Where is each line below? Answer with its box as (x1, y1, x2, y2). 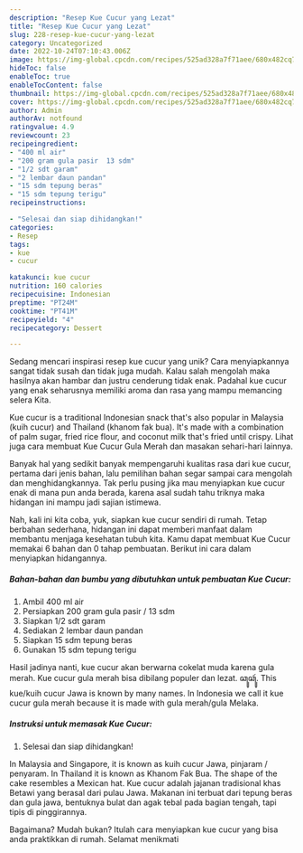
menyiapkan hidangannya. (9, 553, 107, 564)
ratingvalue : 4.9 (9, 123, 75, 132)
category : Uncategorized (9, 38, 103, 48)
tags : (9, 240, 30, 249)
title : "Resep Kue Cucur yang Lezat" (9, 22, 151, 31)
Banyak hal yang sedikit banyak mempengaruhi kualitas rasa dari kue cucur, (9, 459, 291, 469)
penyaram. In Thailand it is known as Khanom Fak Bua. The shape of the (9, 768, 278, 779)
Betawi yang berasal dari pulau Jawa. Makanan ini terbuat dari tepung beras (9, 788, 293, 799)
